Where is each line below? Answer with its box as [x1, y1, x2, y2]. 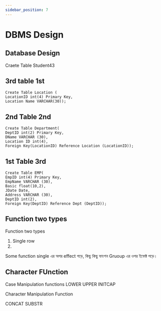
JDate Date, [5, 188, 30, 193]
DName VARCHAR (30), [5, 135, 49, 140]
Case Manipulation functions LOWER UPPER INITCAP [5, 281, 116, 287]
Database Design [5, 49, 60, 58]
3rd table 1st [5, 77, 45, 85]
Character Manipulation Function [5, 291, 73, 297]
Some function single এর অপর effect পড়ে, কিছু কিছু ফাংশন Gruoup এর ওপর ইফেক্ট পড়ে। [5, 253, 157, 259]
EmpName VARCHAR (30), [5, 179, 53, 184]
